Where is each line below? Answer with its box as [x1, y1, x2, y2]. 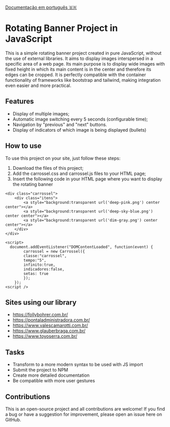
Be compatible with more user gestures [12, 378, 95, 384]
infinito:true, [23, 262, 56, 267]
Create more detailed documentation [12, 372, 90, 378]
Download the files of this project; [12, 165, 84, 171]
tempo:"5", [23, 258, 47, 263]
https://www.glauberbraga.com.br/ [12, 328, 86, 334]
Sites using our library [5, 298, 77, 307]
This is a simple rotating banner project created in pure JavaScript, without [5, 50, 161, 56]
